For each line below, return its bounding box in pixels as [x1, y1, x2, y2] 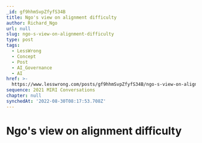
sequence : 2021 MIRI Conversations [6, 87, 96, 93]
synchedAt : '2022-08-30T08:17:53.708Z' [6, 98, 106, 104]
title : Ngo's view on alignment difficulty [6, 14, 117, 20]
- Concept [11, 53, 36, 59]
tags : [6, 43, 20, 49]
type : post [6, 37, 34, 43]
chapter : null [6, 93, 42, 99]
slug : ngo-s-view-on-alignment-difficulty [6, 31, 114, 37]
